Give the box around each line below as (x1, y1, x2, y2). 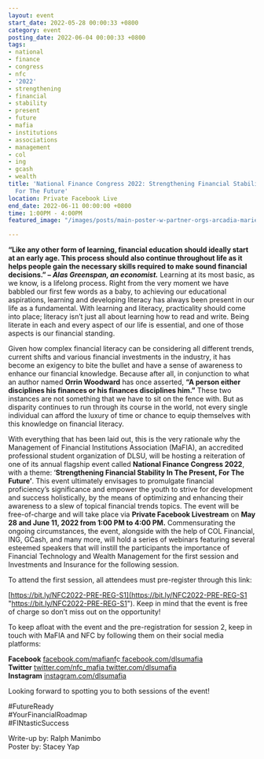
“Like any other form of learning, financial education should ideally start (8, 245, 249, 254)
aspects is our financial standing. (8, 328, 115, 339)
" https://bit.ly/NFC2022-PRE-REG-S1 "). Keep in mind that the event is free (8, 599, 248, 609)
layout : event (8, 11, 55, 20)
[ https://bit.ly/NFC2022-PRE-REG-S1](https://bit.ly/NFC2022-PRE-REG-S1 (8, 591, 247, 600)
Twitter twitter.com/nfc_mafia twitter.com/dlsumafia (8, 663, 177, 672)
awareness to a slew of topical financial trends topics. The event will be (8, 502, 240, 511)
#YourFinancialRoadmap (8, 710, 88, 720)
